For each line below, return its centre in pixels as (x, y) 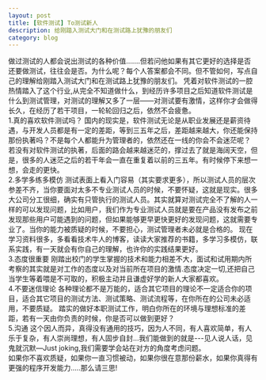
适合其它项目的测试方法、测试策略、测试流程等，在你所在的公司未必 (133, 298)
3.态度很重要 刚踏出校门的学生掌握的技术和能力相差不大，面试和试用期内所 (130, 259)
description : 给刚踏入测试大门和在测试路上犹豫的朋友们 (90, 30)
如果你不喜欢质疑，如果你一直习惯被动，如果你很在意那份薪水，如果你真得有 (133, 358)
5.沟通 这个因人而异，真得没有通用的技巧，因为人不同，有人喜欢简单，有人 (130, 329)
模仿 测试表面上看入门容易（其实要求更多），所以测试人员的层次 (152, 180)
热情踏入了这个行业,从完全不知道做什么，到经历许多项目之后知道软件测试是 (131, 91)
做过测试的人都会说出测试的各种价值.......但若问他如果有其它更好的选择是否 (130, 61)
